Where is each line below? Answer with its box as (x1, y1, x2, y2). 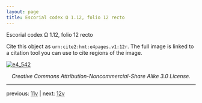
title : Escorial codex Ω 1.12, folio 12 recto (6, 14, 125, 20)
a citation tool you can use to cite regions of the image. (6, 49, 142, 56)
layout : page (6, 8, 39, 15)
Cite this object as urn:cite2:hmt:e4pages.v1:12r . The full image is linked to (6, 43, 194, 50)
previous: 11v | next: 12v (6, 90, 65, 97)
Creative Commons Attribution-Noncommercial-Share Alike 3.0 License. (11, 72, 191, 80)
